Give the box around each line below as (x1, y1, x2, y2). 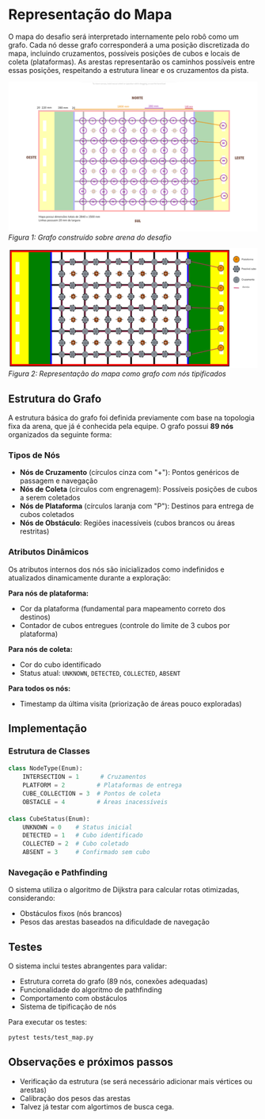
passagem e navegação (19, 476, 98, 485)
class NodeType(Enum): (8, 765, 83, 772)
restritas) (19, 527, 50, 536)
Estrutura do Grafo (8, 392, 102, 405)
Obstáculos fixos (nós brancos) (19, 909, 123, 918)
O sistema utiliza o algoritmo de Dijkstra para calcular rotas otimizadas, (8, 885, 240, 895)
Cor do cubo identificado (19, 660, 101, 669)
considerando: (8, 894, 55, 903)
